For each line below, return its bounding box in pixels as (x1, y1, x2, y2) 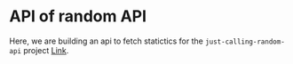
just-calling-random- (205, 37, 286, 46)
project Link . (23, 44, 69, 55)
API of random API (9, 6, 147, 27)
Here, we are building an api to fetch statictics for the (9, 36, 204, 46)
